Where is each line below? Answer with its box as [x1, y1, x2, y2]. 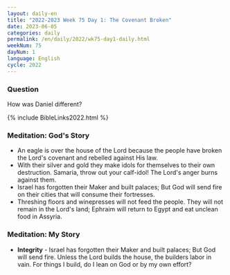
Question [7, 84, 39, 94]
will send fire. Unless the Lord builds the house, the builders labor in [17, 253, 212, 261]
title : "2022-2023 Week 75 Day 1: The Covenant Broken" [7, 17, 172, 23]
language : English [7, 55, 60, 62]
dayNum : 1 [7, 49, 36, 56]
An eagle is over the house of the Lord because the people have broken [17, 146, 222, 155]
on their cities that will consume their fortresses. [17, 191, 155, 199]
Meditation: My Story [7, 229, 80, 239]
